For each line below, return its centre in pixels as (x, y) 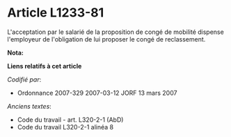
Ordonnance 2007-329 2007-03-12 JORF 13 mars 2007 (97, 93)
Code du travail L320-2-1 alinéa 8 (65, 127)
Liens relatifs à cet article (45, 66)
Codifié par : (24, 79)
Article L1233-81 (56, 13)
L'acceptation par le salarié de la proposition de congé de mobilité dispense (115, 32)
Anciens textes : (30, 106)
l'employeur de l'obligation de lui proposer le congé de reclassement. (106, 39)
